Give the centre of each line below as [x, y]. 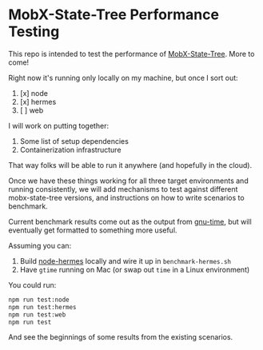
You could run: [32, 284]
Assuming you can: [40, 245]
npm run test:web [37, 314]
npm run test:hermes [43, 307]
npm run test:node [39, 300]
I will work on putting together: [59, 125]
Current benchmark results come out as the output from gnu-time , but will [130, 221]
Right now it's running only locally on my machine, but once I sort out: [123, 78]
